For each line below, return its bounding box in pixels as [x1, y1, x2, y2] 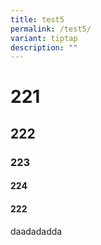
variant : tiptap [10, 33, 78, 43]
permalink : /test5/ [10, 24, 92, 34]
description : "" [10, 42, 78, 53]
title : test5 [10, 14, 65, 25]
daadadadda [10, 225, 63, 237]
